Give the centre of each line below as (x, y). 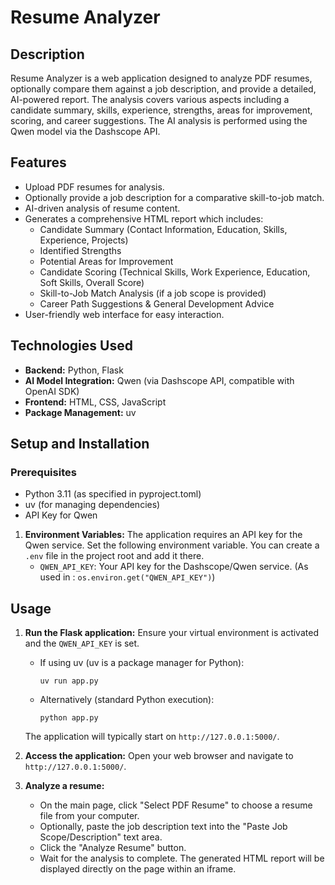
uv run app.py (69, 681)
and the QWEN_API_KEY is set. (82, 643)
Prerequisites (43, 472)
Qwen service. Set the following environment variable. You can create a (172, 545)
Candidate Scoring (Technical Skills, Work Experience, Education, (175, 272)
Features (38, 162)
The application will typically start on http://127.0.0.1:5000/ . (152, 737)
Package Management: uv (80, 412)
